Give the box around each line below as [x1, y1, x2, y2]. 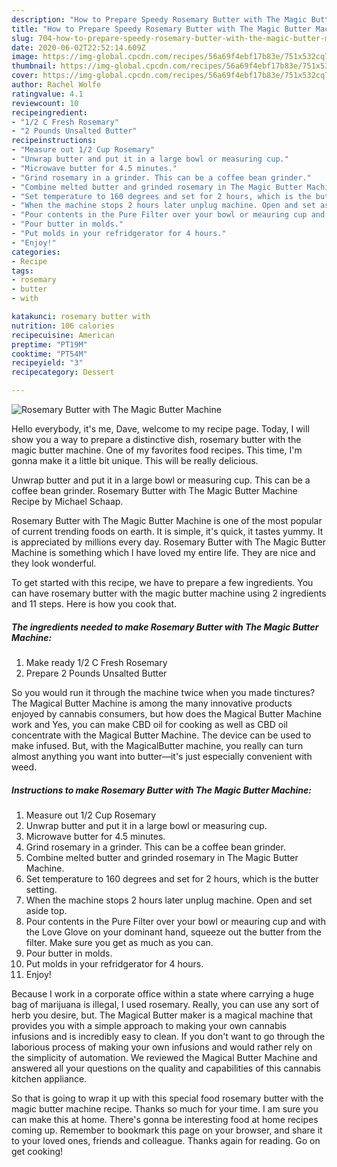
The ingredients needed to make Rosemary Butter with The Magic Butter [11, 621, 319, 633]
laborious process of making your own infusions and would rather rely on [11, 1041, 313, 1053]
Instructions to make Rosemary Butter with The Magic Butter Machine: [11, 784, 312, 796]
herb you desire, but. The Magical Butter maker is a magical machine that [11, 1009, 314, 1021]
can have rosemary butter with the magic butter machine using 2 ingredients [11, 587, 327, 599]
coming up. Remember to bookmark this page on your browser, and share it [11, 1124, 323, 1136]
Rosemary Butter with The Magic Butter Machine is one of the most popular [11, 515, 323, 526]
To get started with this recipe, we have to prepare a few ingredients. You [11, 577, 314, 588]
